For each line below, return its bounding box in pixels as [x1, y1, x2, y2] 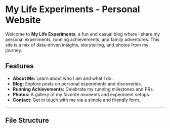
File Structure [5, 116, 49, 125]
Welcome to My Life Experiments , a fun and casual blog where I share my [5, 31, 160, 37]
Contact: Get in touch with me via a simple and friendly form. [12, 97, 141, 103]
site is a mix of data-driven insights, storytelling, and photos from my [5, 41, 149, 48]
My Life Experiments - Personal [5, 4, 140, 15]
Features [5, 62, 34, 70]
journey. [5, 47, 22, 53]
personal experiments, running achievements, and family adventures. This [5, 36, 160, 42]
